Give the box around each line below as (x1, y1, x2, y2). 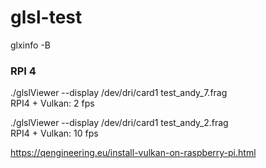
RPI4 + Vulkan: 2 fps (10, 97, 95, 110)
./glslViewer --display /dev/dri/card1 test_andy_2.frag (10, 117, 229, 129)
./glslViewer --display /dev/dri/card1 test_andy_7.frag (10, 87, 228, 99)
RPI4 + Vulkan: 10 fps (10, 127, 99, 140)
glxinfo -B (10, 39, 51, 51)
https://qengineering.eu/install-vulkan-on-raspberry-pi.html (10, 147, 257, 159)
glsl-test (10, 6, 83, 29)
